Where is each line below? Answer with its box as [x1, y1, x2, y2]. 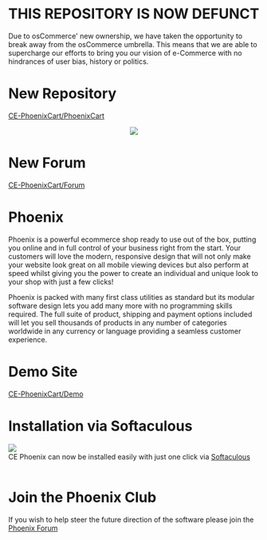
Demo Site [8, 362, 78, 380]
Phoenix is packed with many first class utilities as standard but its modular [8, 292, 255, 302]
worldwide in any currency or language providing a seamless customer [8, 326, 241, 336]
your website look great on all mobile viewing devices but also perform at [8, 260, 249, 270]
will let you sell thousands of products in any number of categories [8, 317, 227, 327]
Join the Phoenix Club [8, 488, 157, 506]
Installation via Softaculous [8, 416, 193, 435]
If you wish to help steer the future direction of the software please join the [8, 514, 254, 524]
